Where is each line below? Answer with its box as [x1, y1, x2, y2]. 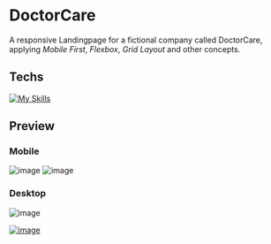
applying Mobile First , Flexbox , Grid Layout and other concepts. [9, 43, 241, 54]
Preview [9, 118, 56, 133]
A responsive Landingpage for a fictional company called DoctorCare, [9, 34, 263, 45]
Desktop [9, 187, 47, 200]
